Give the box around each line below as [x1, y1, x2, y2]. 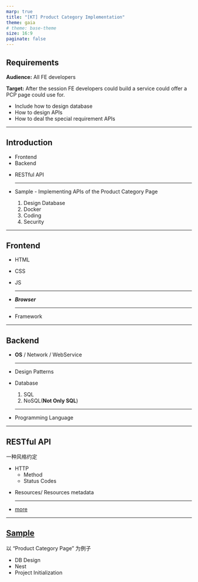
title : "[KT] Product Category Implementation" [6, 14, 126, 20]
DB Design [14, 556, 41, 563]
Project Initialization [14, 569, 63, 576]
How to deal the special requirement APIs [14, 115, 115, 122]
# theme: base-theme [6, 25, 57, 31]
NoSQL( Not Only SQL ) [23, 397, 78, 404]
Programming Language [14, 414, 74, 421]
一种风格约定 [6, 453, 37, 460]
